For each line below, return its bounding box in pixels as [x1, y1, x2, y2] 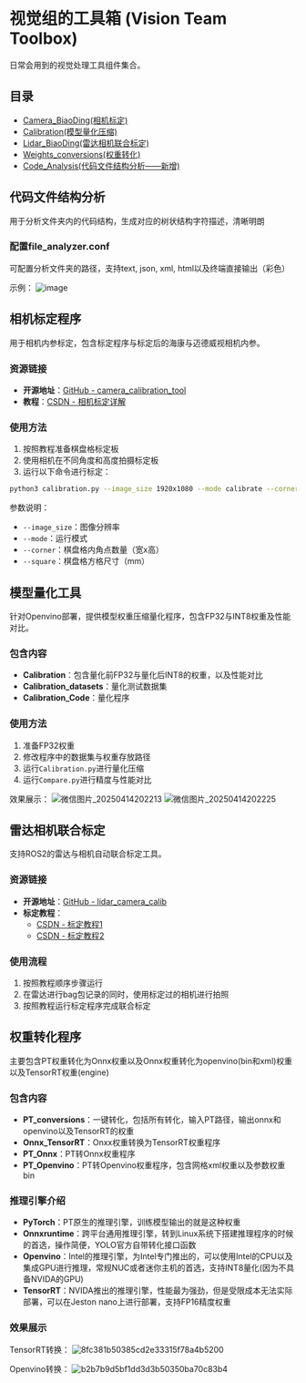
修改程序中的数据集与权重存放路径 [22, 751, 151, 762]
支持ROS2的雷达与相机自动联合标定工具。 [9, 848, 167, 859]
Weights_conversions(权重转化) [22, 149, 141, 159]
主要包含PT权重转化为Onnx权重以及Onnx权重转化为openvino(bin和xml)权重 [9, 1055, 293, 1066]
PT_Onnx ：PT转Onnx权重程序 [22, 1149, 136, 1160]
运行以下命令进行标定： [22, 466, 111, 477]
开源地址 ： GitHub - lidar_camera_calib [22, 896, 167, 907]
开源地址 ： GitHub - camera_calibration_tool [22, 384, 187, 395]
